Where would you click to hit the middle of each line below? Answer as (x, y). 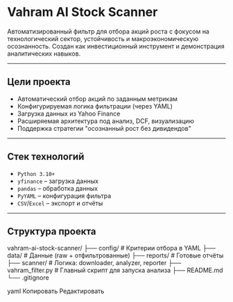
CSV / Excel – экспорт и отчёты (60, 203)
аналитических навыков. (44, 54)
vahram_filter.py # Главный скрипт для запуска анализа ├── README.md (115, 270)
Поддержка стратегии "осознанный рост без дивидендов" (104, 128)
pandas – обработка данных (58, 188)
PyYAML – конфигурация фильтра (64, 196)
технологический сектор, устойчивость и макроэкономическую (103, 38)
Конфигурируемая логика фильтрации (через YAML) (95, 106)
